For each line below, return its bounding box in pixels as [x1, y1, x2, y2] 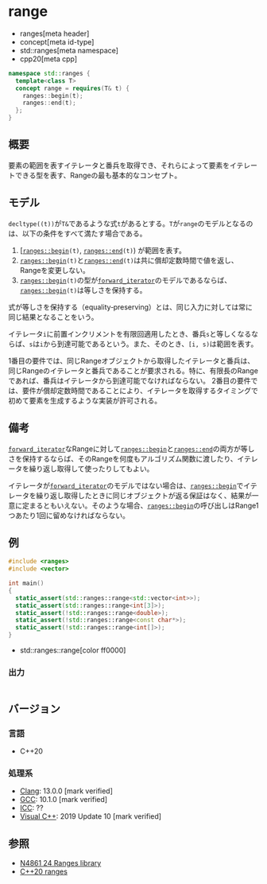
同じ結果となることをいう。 [8, 312, 99, 321]
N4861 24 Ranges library [19, 859, 102, 868]
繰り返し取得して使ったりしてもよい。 [29, 464, 154, 473]
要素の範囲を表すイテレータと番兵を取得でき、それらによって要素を [8, 160, 230, 169]
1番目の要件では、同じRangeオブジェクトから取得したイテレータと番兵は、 [8, 356, 255, 365]
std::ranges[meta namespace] [19, 45, 119, 55]
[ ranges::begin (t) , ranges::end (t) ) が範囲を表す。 [19, 245, 187, 255]
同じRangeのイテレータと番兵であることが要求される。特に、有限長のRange [8, 365, 258, 376]
